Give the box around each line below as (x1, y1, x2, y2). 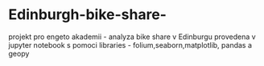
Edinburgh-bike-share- (8, 6, 167, 24)
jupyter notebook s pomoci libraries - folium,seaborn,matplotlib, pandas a (8, 40, 252, 49)
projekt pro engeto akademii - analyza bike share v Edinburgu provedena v (8, 32, 256, 41)
